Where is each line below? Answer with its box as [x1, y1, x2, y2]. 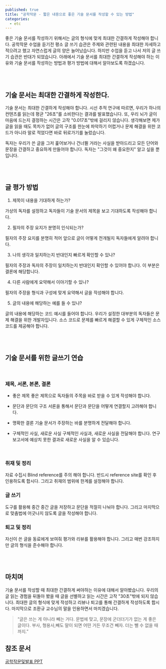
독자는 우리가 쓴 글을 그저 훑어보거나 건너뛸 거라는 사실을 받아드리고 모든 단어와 [5, 140, 159, 146]
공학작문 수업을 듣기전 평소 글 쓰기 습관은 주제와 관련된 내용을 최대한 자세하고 [11, 42, 161, 48]
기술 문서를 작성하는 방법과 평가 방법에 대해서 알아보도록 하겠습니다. [14, 60, 145, 66]
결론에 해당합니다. [5, 268, 40, 274]
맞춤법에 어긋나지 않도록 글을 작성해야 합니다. [10, 510, 98, 516]
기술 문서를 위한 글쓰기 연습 [5, 354, 83, 362]
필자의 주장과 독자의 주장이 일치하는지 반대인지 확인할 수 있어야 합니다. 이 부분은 [5, 262, 160, 268]
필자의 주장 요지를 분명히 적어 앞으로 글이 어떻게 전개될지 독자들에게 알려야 [5, 235, 150, 241]
